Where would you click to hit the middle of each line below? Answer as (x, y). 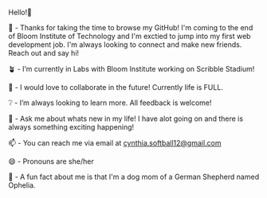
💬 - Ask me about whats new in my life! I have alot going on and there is (126, 118)
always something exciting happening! (71, 127)
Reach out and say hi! (44, 53)
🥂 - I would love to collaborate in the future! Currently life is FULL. (116, 87)
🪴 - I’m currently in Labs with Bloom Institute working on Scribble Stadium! (132, 69)
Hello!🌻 (20, 12)
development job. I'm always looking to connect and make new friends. (125, 45)
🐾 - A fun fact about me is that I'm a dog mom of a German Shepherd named (134, 177)
